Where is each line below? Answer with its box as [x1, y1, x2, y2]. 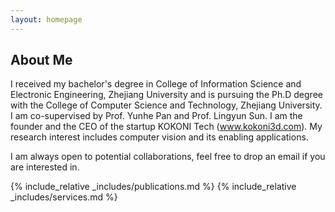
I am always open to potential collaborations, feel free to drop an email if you [10, 151, 326, 163]
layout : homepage [10, 14, 83, 25]
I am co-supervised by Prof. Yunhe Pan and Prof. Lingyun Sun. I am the [10, 110, 303, 122]
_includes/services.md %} [10, 191, 118, 203]
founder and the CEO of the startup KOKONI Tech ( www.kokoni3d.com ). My [10, 121, 323, 133]
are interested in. [10, 161, 80, 173]
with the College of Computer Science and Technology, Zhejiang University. [10, 99, 323, 111]
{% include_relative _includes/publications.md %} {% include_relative [10, 181, 297, 193]
